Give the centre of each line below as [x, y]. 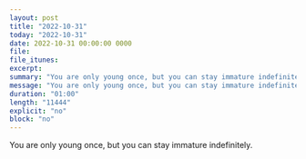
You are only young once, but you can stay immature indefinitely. [131, 145]
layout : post [34, 18]
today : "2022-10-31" [49, 35]
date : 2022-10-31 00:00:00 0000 [71, 43]
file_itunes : [34, 60]
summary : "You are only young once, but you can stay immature [132, 77]
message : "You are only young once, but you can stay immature [132, 85]
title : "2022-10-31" [49, 26]
